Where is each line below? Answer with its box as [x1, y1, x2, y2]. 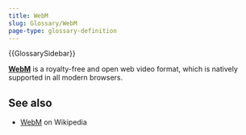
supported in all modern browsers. [8, 73, 123, 83]
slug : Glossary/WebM [8, 19, 78, 27]
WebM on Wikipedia [19, 117, 87, 127]
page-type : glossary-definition [8, 27, 117, 35]
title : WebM [8, 11, 48, 20]
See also [8, 96, 52, 109]
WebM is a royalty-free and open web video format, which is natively [8, 64, 238, 74]
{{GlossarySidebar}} [8, 49, 77, 59]
